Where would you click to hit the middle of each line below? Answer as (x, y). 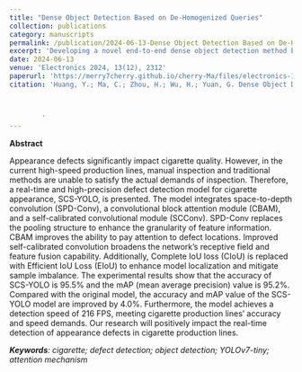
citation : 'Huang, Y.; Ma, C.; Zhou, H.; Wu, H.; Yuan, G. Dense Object (148, 84)
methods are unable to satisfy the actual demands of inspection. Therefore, (149, 180)
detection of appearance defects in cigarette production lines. (124, 332)
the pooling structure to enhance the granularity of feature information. (141, 228)
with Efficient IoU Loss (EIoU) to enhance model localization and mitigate (144, 266)
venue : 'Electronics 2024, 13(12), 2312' (88, 68)
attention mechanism (49, 359)
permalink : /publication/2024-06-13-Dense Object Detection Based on (142, 43)
